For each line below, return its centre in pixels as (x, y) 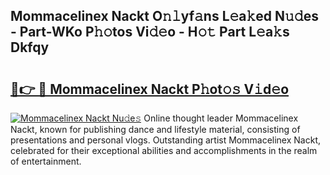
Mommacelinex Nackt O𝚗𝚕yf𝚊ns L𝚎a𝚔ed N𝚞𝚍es (164, 16)
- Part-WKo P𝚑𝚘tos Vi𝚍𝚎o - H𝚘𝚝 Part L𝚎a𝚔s (150, 32)
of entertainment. (46, 161)
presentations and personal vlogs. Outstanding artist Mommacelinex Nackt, (165, 140)
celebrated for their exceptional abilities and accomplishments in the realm (164, 150)
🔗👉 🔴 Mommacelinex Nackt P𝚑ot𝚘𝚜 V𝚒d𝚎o (150, 89)
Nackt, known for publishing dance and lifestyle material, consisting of (155, 129)
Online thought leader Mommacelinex (221, 118)
